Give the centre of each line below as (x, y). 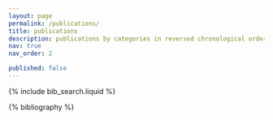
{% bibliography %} (41, 107)
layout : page (30, 16)
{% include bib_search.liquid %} (62, 91)
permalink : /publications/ (54, 24)
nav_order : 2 (30, 54)
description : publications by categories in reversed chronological (127, 39)
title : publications (43, 31)
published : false (38, 69)
